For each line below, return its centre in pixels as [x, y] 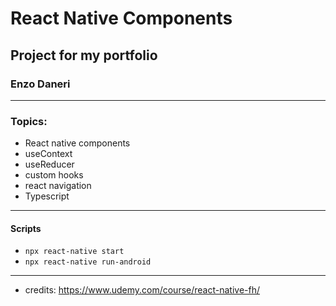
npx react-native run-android [88, 262]
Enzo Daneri [40, 84]
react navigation [58, 186]
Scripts [26, 228]
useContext [48, 154]
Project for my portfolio [84, 55]
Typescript [47, 196]
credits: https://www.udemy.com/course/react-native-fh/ [142, 290]
